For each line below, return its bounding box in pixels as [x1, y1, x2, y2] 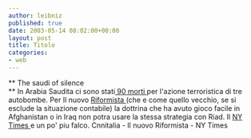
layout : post [8, 34, 52, 42]
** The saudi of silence [8, 77, 85, 88]
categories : [8, 49, 48, 57]
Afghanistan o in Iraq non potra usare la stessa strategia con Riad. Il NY [8, 112, 243, 121]
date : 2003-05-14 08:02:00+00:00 [8, 26, 120, 34]
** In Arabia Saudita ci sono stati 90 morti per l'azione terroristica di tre [8, 86, 242, 96]
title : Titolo [8, 41, 56, 49]
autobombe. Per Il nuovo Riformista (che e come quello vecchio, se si [8, 95, 237, 104]
